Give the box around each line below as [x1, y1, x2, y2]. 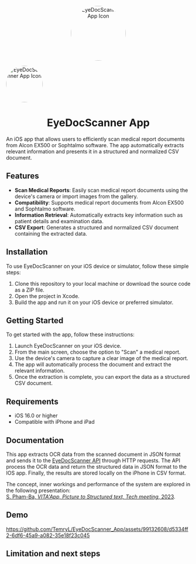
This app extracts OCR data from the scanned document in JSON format [6, 451, 181, 458]
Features [6, 171, 39, 181]
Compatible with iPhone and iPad [14, 418, 95, 425]
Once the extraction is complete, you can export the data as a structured [14, 373, 190, 380]
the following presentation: [6, 487, 71, 494]
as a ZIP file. [14, 286, 45, 293]
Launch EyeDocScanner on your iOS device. [14, 342, 122, 350]
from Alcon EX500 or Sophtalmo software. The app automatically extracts [6, 141, 184, 148]
